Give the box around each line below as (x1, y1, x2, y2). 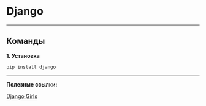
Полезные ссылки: (6, 80, 58, 88)
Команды (6, 36, 45, 46)
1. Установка (6, 52, 40, 59)
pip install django (6, 64, 56, 70)
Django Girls (6, 93, 38, 100)
